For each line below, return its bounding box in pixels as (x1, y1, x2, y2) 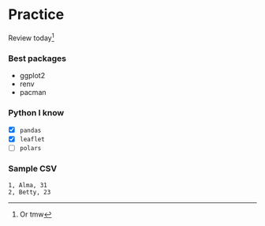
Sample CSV (8, 164, 58, 175)
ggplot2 (19, 70, 46, 80)
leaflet (19, 136, 45, 144)
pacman (19, 87, 47, 96)
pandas (19, 126, 42, 135)
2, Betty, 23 (8, 188, 51, 196)
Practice (8, 6, 65, 24)
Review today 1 (8, 32, 54, 43)
